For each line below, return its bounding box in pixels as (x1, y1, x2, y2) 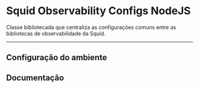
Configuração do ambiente (6, 53, 108, 63)
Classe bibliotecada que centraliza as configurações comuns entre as (6, 24, 176, 31)
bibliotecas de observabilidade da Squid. (6, 30, 106, 37)
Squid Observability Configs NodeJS (6, 4, 191, 18)
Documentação (6, 73, 64, 83)
